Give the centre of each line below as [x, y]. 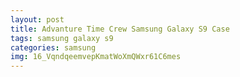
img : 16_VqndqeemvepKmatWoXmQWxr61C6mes [96, 57]
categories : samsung [53, 47]
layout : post [37, 19]
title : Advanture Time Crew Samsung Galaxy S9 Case [120, 29]
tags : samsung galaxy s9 [62, 38]
